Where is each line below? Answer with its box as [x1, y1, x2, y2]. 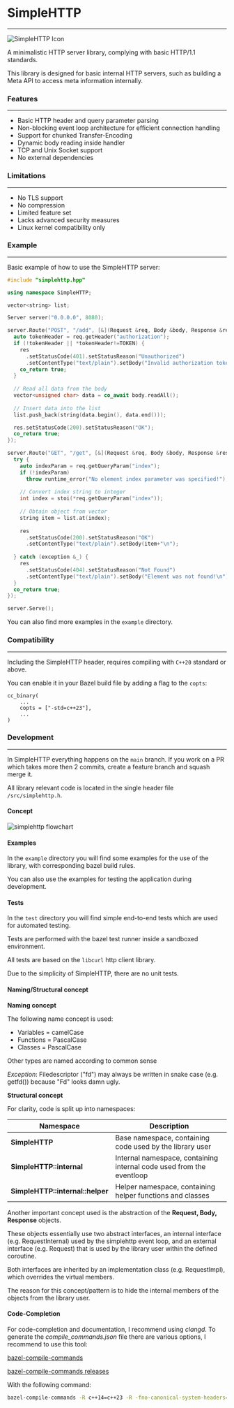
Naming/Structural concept [7, 985, 88, 994]
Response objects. [7, 1216, 61, 1224]
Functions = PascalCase [17, 1036, 87, 1044]
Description [149, 1121, 189, 1131]
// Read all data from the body [13, 386, 108, 393]
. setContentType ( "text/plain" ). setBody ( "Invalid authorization [25, 359, 214, 366]
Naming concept [7, 1001, 57, 1009]
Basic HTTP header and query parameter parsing [17, 117, 159, 125]
